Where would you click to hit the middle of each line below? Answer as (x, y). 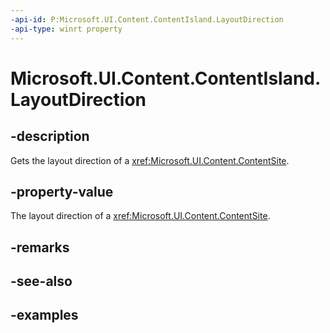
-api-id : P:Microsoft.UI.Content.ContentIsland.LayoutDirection (147, 19)
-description (50, 136)
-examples (44, 315)
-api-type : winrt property (66, 29)
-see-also (41, 281)
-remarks (40, 247)
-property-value (62, 191)
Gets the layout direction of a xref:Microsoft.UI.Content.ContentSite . (150, 160)
